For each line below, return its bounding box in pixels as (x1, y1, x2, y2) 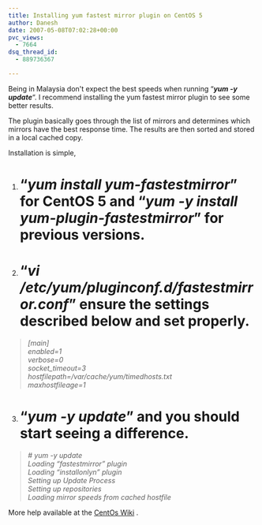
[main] (27, 338, 50, 348)
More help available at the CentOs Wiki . (8, 508, 139, 517)
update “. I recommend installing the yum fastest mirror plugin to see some (8, 92, 250, 102)
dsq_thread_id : (8, 48, 58, 56)
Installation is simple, (8, 147, 77, 158)
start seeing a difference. (19, 425, 189, 442)
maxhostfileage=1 (27, 380, 86, 389)
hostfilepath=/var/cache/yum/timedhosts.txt (27, 372, 172, 381)
